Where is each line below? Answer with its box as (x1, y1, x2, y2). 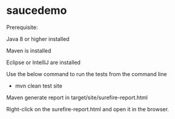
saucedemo (6, 4, 67, 18)
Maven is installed (6, 47, 51, 54)
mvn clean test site (15, 82, 62, 89)
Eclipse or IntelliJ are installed (6, 59, 81, 66)
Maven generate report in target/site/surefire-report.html (6, 94, 148, 101)
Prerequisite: (6, 24, 38, 31)
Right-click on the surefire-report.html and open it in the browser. (6, 105, 170, 112)
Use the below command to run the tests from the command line (6, 70, 167, 77)
